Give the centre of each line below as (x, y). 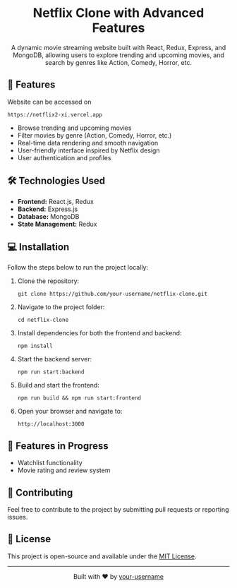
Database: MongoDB (48, 216)
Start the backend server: (55, 359)
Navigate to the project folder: (61, 307)
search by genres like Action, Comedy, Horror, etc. (119, 62)
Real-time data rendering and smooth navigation (88, 143)
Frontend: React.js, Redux (55, 201)
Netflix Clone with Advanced (119, 13)
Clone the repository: (48, 281)
